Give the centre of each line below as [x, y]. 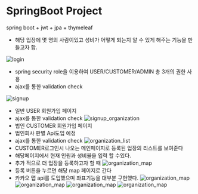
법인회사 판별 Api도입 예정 [45, 133]
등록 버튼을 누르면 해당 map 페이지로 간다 [63, 170]
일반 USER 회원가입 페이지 [46, 110]
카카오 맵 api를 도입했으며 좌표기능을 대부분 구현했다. [77, 178]
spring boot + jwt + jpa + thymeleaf [49, 27]
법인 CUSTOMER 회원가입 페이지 [53, 125]
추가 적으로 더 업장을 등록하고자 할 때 [58, 163]
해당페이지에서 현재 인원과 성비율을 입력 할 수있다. [73, 155]
